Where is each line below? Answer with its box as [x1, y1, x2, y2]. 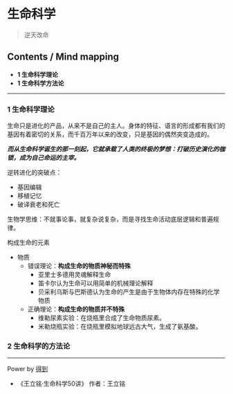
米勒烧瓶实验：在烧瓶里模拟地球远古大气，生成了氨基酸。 [37, 323, 202, 331]
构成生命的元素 [7, 238, 50, 247]
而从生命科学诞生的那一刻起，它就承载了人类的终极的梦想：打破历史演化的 [7, 145, 219, 153]
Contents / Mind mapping [7, 51, 120, 63]
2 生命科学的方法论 [7, 341, 71, 350]
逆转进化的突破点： [7, 168, 62, 177]
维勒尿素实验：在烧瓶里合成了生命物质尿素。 [37, 314, 166, 322]
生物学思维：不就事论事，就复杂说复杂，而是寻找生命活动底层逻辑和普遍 [7, 215, 213, 224]
